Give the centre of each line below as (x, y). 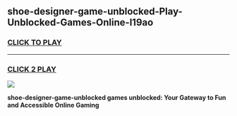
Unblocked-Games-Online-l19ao (80, 23)
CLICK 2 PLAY (32, 69)
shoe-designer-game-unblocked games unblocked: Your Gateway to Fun (117, 97)
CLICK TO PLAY (35, 43)
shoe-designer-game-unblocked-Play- (95, 12)
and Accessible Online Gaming (53, 105)
